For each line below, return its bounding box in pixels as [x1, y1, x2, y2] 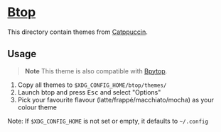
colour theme [17, 103, 57, 112]
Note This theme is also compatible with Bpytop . [24, 66, 168, 75]
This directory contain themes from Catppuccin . [7, 28, 148, 36]
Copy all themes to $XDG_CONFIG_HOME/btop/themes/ [17, 80, 167, 89]
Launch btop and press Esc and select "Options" [17, 88, 161, 96]
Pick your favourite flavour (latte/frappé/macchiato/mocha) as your [17, 95, 215, 104]
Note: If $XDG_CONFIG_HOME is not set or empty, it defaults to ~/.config [7, 116, 208, 125]
